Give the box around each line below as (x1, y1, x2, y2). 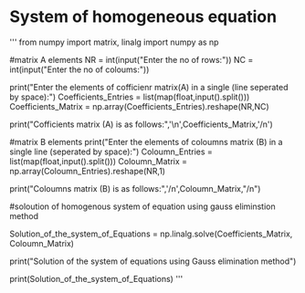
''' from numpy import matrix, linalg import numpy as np (9, 37, 219, 47)
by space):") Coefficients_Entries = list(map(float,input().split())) (9, 91, 250, 102)
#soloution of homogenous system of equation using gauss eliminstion (9, 201, 276, 212)
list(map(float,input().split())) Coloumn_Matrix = (9, 155, 188, 166)
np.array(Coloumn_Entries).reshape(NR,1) (9, 165, 166, 176)
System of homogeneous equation (9, 6, 277, 27)
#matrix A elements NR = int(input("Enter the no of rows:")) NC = (9, 54, 254, 65)
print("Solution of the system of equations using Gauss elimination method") (9, 256, 297, 267)
